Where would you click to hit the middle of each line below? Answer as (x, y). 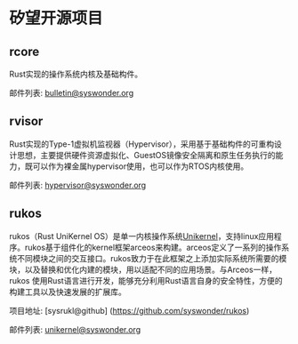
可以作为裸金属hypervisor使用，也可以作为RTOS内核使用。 (141, 166)
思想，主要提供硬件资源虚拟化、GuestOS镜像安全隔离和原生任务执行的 (146, 155)
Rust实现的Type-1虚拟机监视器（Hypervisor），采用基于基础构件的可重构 (142, 144)
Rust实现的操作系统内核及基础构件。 (76, 74)
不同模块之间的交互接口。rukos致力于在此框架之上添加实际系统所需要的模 (152, 258)
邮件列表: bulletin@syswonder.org (72, 93)
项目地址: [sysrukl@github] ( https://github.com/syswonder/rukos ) (129, 310)
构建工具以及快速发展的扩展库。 (68, 292)
